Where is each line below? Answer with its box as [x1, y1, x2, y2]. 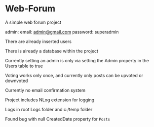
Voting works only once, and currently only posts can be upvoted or [5, 72, 143, 78]
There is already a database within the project [5, 48, 99, 54]
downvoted [5, 78, 28, 84]
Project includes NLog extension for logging [5, 97, 95, 103]
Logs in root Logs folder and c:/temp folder [5, 106, 93, 112]
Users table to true [5, 63, 43, 69]
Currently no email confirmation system [5, 87, 85, 93]
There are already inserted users [5, 38, 72, 44]
